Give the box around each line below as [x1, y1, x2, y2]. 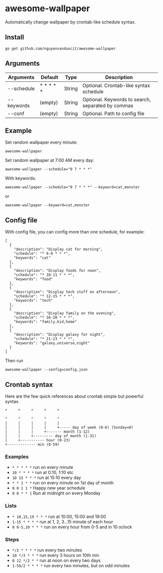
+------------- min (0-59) [5, 442, 60, 447]
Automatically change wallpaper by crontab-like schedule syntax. [5, 19, 136, 25]
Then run [5, 358, 23, 363]
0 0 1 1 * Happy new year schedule [12, 485, 85, 491]
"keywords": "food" [14, 277, 53, 282]
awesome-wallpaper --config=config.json [5, 367, 88, 372]
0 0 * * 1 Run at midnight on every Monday [12, 490, 101, 496]
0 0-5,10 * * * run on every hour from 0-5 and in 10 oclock [12, 524, 132, 530]
